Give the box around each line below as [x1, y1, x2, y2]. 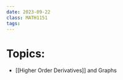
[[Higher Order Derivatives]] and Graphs [15, 67, 117, 74]
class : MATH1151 [6, 15, 48, 21]
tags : [6, 20, 20, 26]
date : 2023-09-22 [6, 9, 51, 15]
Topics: [6, 46, 45, 60]
